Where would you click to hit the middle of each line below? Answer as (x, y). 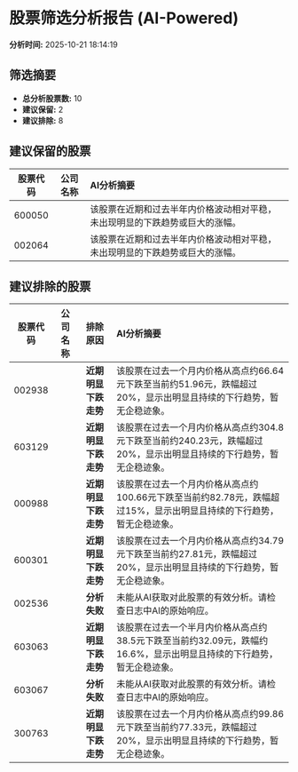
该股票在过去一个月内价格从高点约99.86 (200, 714)
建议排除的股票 (50, 287)
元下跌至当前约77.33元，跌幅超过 (187, 728)
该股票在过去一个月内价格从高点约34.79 (200, 541)
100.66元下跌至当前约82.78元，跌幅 (194, 497)
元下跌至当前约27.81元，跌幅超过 (187, 554)
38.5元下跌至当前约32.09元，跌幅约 (192, 641)
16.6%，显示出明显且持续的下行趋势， (197, 654)
